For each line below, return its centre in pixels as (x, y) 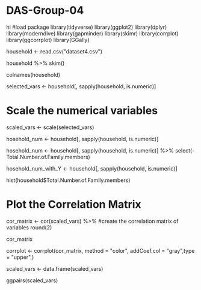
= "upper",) (20, 257)
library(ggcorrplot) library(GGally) (48, 40)
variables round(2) (29, 227)
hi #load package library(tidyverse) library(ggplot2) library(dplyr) (87, 27)
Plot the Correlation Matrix (74, 204)
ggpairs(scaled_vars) (32, 280)
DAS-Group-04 (45, 11)
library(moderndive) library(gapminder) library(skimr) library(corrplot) (92, 33)
